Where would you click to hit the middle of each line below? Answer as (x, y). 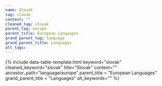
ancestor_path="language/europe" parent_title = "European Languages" (81, 73)
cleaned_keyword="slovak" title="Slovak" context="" (61, 67)
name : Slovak (19, 10)
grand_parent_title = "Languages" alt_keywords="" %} (62, 78)
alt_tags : (16, 48)
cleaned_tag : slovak (27, 24)
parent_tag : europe (26, 29)
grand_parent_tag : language (35, 38)
